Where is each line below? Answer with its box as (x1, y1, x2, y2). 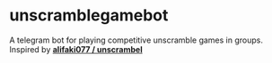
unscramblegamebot (9, 5, 169, 26)
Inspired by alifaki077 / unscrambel (9, 43, 143, 54)
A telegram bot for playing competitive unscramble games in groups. (9, 35, 263, 45)
